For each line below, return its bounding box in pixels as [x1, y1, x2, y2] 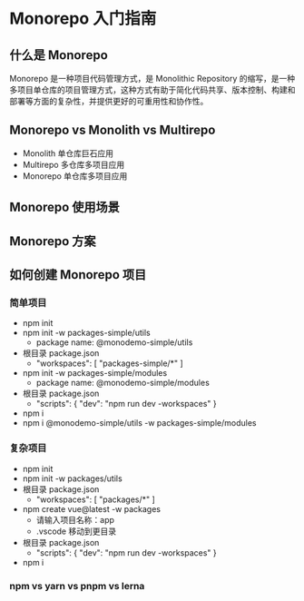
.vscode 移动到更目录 [35, 526, 116, 537]
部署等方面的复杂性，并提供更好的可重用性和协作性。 [9, 96, 209, 106]
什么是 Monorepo [9, 47, 109, 63]
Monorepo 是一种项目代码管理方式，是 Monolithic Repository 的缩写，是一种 [9, 74, 296, 84]
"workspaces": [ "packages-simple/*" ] [35, 358, 183, 369]
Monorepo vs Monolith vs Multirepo [9, 123, 216, 138]
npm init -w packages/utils [22, 473, 123, 484]
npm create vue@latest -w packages [22, 503, 162, 514]
